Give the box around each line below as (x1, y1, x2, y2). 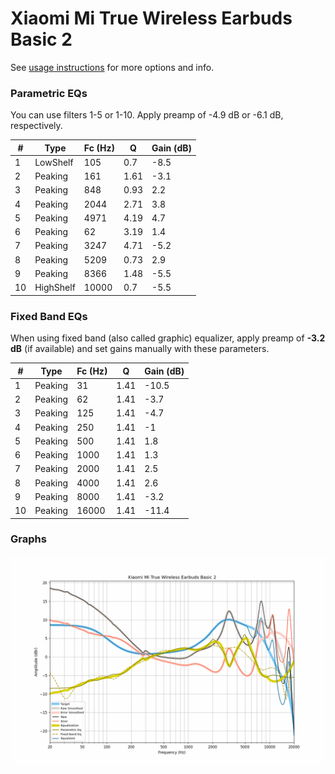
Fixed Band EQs (10, 309, 88, 323)
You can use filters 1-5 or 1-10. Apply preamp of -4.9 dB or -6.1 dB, (10, 109, 284, 121)
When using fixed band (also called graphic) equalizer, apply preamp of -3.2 (10, 332, 326, 344)
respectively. (10, 120, 63, 132)
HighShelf (34, 282, 76, 294)
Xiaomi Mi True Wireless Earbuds (10, 7, 293, 30)
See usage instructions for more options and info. (10, 61, 215, 73)
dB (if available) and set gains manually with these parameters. (10, 343, 270, 355)
